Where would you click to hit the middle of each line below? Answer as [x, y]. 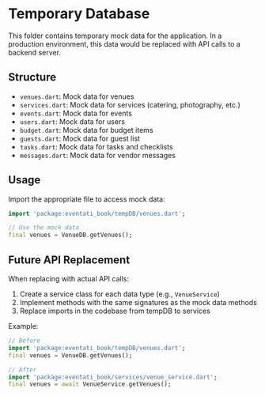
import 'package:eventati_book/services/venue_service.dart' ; [113, 377]
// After [23, 370]
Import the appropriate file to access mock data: [87, 199]
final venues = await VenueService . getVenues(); [90, 384]
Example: [23, 326]
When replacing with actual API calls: [68, 279]
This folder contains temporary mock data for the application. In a [115, 36]
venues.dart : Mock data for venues [77, 96]
